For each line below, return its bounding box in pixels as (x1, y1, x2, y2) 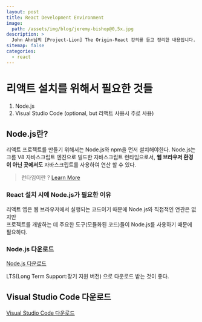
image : (6, 20, 23, 26)
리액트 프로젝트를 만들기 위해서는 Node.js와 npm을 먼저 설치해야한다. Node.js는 (6, 146, 196, 153)
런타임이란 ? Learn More (21, 174, 80, 182)
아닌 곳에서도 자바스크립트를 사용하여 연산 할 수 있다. (12, 161, 137, 168)
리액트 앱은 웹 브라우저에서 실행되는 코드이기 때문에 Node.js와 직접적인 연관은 (6, 205, 191, 212)
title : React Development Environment (6, 15, 104, 21)
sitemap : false (6, 43, 45, 49)
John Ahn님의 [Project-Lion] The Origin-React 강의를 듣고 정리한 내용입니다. (11, 37, 196, 43)
